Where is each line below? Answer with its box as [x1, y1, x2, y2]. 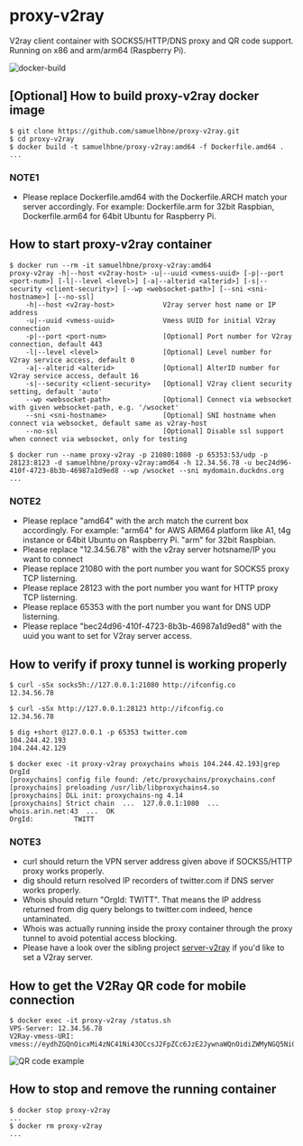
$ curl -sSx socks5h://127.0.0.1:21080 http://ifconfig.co [9, 680, 236, 689]
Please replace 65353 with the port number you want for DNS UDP [22, 602, 271, 613]
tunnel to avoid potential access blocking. [22, 933, 178, 944]
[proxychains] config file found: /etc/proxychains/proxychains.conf [9, 775, 277, 784]
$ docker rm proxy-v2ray [9, 1121, 103, 1131]
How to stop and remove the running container [9, 1082, 277, 1097]
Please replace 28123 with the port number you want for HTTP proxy [22, 583, 279, 594]
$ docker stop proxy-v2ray [9, 1105, 111, 1114]
